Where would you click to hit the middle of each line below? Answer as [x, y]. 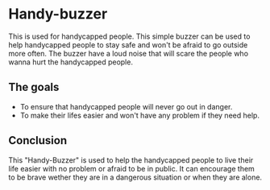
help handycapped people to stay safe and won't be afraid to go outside [128, 44]
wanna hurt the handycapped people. [71, 62]
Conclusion [38, 140]
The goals [34, 87]
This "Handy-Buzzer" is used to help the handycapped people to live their [131, 160]
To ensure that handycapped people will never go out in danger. [126, 106]
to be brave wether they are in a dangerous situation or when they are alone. [135, 177]
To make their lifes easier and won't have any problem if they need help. [140, 115]
